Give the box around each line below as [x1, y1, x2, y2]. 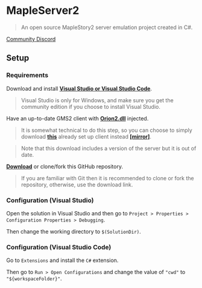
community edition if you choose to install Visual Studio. [21, 103, 161, 110]
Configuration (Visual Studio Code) [6, 243, 112, 251]
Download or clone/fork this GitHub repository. [6, 163, 124, 170]
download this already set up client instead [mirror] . [21, 133, 152, 140]
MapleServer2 [6, 4, 80, 18]
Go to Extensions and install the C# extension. [6, 257, 119, 264]
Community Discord [6, 35, 56, 42]
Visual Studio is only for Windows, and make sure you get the [21, 96, 174, 103]
